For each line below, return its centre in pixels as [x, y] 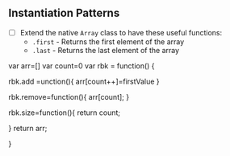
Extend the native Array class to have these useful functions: [121, 32]
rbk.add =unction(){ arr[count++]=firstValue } [84, 81]
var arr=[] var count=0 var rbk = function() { [82, 66]
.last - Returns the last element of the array [106, 50]
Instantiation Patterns [64, 13]
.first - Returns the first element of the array [108, 41]
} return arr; [28, 128]
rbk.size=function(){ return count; [65, 113]
